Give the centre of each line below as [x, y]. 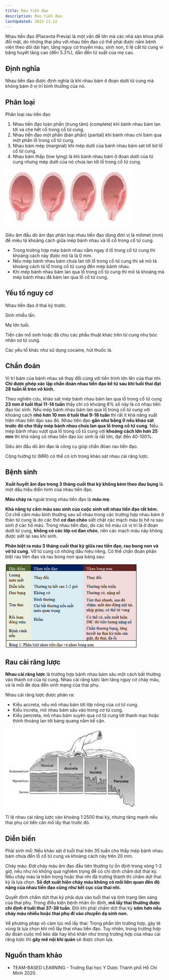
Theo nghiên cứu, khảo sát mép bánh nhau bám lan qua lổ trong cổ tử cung [84, 398]
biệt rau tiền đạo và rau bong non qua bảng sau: [55, 557]
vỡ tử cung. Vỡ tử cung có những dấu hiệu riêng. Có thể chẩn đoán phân [81, 551]
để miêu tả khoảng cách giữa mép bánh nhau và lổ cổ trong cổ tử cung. [79, 240]
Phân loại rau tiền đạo [28, 114]
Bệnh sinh [21, 472]
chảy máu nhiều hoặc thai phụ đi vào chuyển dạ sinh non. [67, 914]
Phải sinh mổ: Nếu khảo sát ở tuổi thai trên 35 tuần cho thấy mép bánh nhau [84, 851]
